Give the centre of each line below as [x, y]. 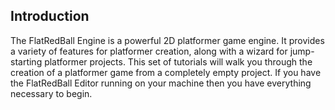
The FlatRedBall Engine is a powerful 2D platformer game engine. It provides [167, 40]
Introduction [50, 16]
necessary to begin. [51, 93]
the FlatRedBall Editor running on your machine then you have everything [161, 83]
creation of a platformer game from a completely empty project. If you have [166, 72]
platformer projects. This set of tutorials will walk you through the [178, 61]
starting [26, 61]
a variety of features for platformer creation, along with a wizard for [149, 51]
